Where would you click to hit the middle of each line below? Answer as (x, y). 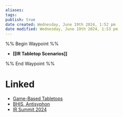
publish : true (20, 19)
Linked (20, 84)
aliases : (15, 10)
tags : (11, 15)
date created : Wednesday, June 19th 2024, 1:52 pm (60, 24)
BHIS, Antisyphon (31, 104)
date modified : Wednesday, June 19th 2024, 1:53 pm (61, 29)
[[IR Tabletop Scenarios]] (40, 54)
